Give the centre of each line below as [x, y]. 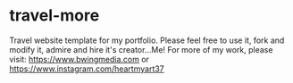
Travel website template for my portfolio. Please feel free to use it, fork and [147, 40]
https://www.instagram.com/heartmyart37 [87, 69]
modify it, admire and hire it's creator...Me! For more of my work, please [141, 49]
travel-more [54, 16]
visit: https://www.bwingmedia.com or [80, 59]
